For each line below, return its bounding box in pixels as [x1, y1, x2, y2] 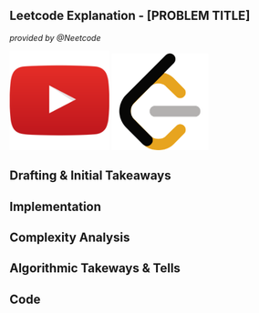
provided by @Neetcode [9, 32, 101, 43]
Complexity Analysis [9, 229, 130, 245]
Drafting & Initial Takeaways [9, 168, 171, 184]
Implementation [9, 198, 102, 214]
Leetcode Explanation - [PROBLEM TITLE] [9, 8, 251, 24]
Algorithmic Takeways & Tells [9, 260, 181, 277]
